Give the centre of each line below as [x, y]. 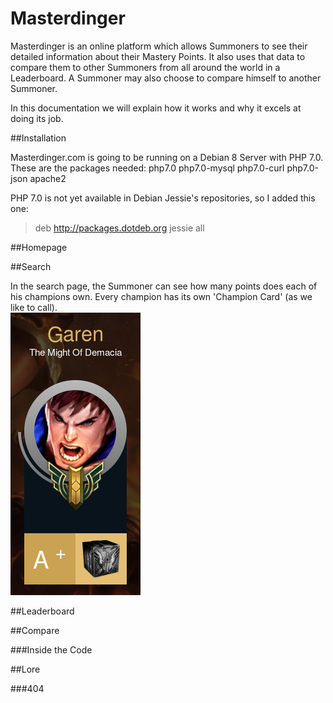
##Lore [25, 669]
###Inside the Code [51, 649]
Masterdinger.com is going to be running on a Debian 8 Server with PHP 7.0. [167, 157]
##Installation [38, 138]
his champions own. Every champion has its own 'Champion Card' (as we [161, 296]
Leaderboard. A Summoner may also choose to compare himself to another [166, 78]
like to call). [34, 307]
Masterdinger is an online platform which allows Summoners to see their [159, 46]
